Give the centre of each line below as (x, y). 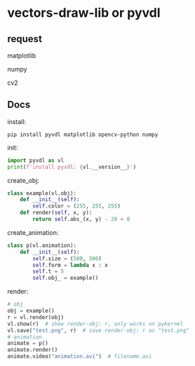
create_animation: (33, 232)
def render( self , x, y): (56, 213)
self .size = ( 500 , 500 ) (67, 258)
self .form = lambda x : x (70, 265)
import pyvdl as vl (36, 160)
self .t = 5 (48, 271)
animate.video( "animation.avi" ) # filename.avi (80, 357)
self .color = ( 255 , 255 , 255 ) (76, 206)
